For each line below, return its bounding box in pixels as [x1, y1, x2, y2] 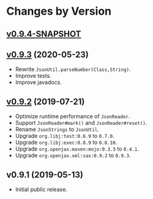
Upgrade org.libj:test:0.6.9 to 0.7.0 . [15, 132, 114, 140]
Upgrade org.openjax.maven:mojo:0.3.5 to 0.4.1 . [15, 145, 140, 152]
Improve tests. [15, 72, 52, 80]
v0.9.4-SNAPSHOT [6, 29, 81, 39]
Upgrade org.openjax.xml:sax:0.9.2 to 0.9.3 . [15, 152, 131, 159]
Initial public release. [15, 186, 67, 193]
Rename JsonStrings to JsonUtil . [15, 126, 100, 133]
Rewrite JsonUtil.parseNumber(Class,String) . [15, 66, 131, 73]
